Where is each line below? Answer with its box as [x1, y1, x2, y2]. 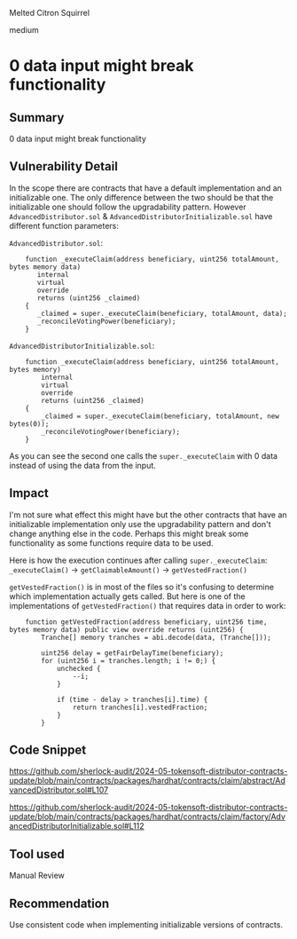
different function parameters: [9, 220, 120, 231]
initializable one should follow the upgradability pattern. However [9, 201, 246, 212]
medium [9, 25, 39, 35]
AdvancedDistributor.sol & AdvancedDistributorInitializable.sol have [9, 210, 273, 221]
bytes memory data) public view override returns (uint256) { [9, 625, 244, 634]
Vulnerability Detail [9, 159, 118, 174]
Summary [9, 110, 65, 125]
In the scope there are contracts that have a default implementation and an [9, 182, 282, 193]
